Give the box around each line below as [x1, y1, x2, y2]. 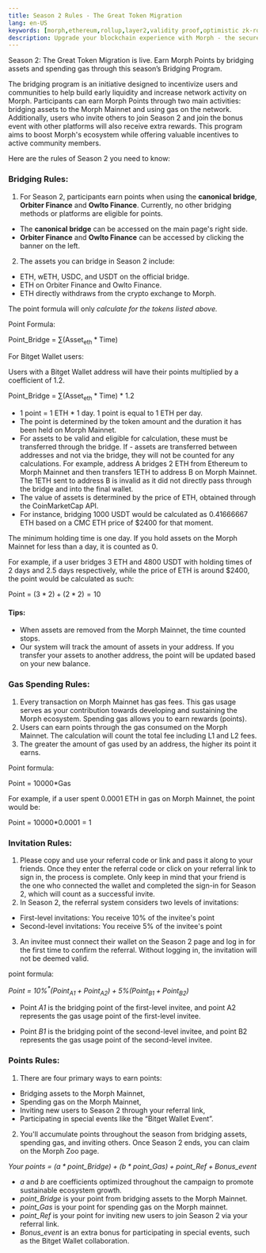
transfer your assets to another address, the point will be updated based [19, 650, 256, 660]
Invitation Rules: [8, 837, 73, 848]
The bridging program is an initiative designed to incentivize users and [8, 79, 238, 89]
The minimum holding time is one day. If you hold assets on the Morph [8, 534, 237, 543]
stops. [19, 634, 41, 643]
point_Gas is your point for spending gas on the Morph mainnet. [19, 1202, 228, 1212]
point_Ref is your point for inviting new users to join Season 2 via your [19, 1210, 248, 1220]
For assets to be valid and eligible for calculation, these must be [19, 434, 228, 443]
